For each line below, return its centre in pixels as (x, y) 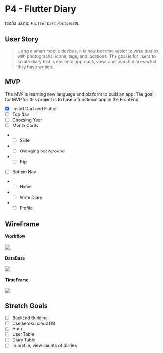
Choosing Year (27, 120)
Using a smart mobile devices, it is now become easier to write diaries (88, 51)
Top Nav (21, 114)
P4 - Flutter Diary (41, 9)
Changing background (42, 151)
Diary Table (24, 340)
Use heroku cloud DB (34, 323)
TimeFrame (17, 280)
